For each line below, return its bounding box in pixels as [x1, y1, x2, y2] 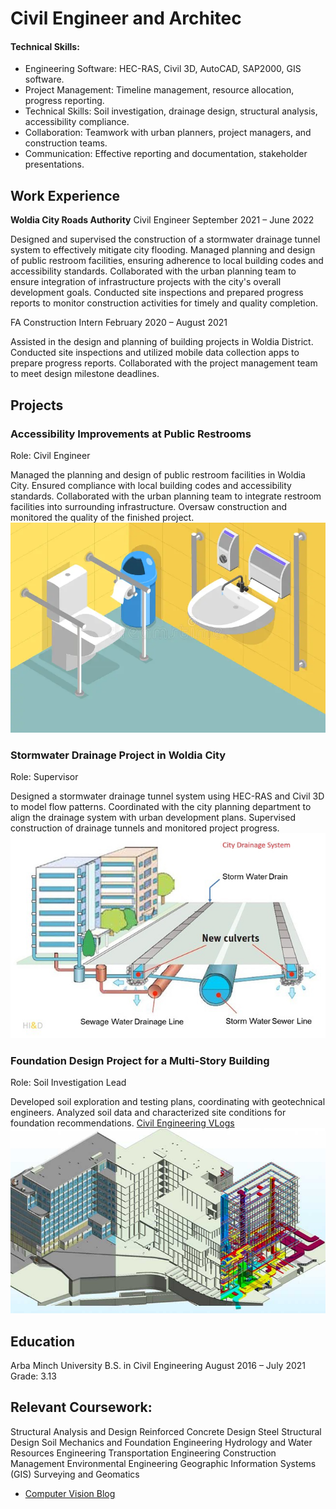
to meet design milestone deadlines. [10, 368, 160, 380]
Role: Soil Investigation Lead [10, 1076, 127, 1088]
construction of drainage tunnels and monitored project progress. [10, 822, 280, 834]
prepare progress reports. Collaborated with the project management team [10, 357, 318, 369]
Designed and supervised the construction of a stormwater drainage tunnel [10, 233, 321, 246]
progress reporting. [24, 95, 105, 107]
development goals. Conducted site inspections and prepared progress [10, 287, 304, 299]
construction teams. [24, 137, 108, 149]
